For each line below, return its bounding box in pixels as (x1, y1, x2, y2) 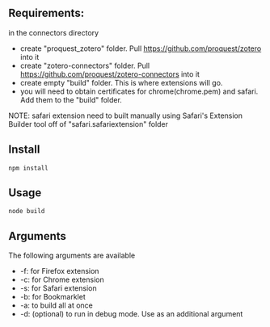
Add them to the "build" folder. (19, 94, 123, 104)
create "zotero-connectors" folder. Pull (19, 61, 150, 70)
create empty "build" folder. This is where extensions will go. (19, 78, 223, 87)
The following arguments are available (8, 250, 136, 261)
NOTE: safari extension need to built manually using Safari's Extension (8, 111, 243, 120)
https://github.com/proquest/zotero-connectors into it (19, 69, 200, 79)
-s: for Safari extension (19, 283, 97, 293)
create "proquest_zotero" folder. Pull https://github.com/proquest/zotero (19, 44, 262, 53)
